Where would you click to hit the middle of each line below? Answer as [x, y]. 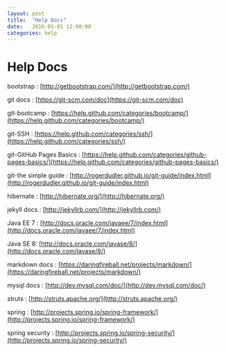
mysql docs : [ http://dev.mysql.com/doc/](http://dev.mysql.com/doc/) [106, 285]
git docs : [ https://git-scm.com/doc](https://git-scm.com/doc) [95, 100]
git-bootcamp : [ [31, 113]
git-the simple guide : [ [40, 175]
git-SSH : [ [22, 134]
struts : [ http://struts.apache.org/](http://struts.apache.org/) [93, 299]
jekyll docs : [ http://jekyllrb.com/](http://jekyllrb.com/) [84, 210]
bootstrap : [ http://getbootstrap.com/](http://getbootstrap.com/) [99, 87]
